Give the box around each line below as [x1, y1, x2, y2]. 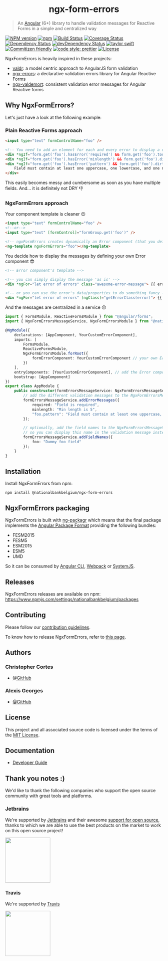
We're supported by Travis [5, 901, 60, 907]
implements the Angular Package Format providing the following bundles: [5, 522, 156, 528]
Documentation [5, 746, 55, 755]
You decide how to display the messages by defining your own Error [5, 253, 146, 259]
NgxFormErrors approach [5, 200, 68, 207]
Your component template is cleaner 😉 [5, 211, 86, 217]
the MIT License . [5, 732, 40, 738]
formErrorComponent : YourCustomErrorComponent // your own [31, 356, 157, 361]
